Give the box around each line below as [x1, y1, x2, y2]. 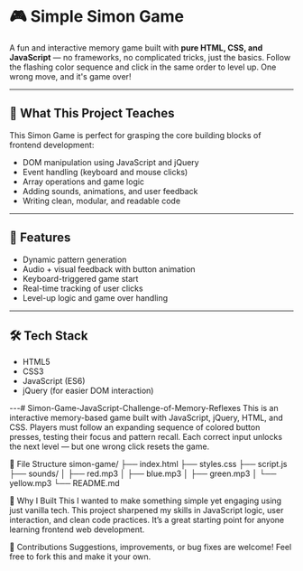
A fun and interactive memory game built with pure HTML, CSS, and [9, 42, 263, 53]
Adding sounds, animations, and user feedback [22, 185, 198, 196]
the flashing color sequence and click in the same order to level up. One [9, 61, 277, 72]
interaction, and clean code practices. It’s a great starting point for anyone [9, 515, 285, 526]
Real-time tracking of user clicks [22, 283, 143, 294]
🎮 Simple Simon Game [9, 6, 185, 27]
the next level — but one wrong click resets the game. [9, 441, 210, 452]
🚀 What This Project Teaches [9, 106, 175, 121]
